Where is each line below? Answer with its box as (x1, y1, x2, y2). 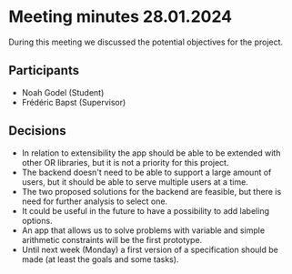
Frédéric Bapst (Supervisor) (21, 96, 126, 107)
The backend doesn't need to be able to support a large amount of (21, 167, 272, 178)
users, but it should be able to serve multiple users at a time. (21, 176, 249, 188)
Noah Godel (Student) (21, 86, 105, 97)
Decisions (8, 123, 66, 138)
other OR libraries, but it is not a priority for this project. (21, 157, 229, 167)
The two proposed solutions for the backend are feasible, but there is (21, 186, 282, 197)
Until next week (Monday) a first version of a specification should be (21, 244, 278, 255)
